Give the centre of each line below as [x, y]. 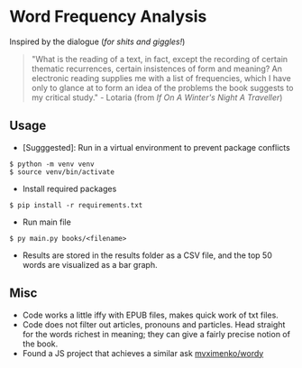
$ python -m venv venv [52, 164]
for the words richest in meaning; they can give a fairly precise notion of [156, 334]
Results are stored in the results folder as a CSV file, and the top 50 [147, 255]
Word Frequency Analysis [108, 17]
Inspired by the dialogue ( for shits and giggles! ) [97, 41]
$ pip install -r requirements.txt [76, 205]
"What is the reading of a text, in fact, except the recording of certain [160, 59]
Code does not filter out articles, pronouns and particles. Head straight [154, 324]
